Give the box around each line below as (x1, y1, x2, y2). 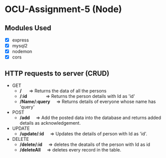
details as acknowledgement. (19, 120, 81, 126)
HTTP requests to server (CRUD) (5, 69, 110, 78)
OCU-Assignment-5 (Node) (5, 4, 122, 15)
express (12, 37, 29, 43)
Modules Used (5, 24, 52, 32)
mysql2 (12, 43, 28, 49)
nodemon (12, 48, 32, 55)
